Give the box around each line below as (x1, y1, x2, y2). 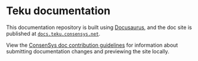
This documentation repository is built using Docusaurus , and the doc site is (6, 24, 192, 31)
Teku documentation (6, 4, 111, 18)
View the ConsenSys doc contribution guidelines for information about (6, 41, 178, 49)
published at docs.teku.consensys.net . (6, 30, 101, 37)
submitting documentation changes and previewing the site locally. (6, 47, 170, 54)
